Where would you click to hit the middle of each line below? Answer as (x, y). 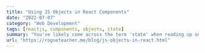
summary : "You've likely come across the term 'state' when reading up (99, 35)
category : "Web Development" (43, 23)
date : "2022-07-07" (31, 18)
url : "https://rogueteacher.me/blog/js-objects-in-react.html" (88, 40)
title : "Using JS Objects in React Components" (68, 12)
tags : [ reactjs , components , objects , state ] (65, 29)
